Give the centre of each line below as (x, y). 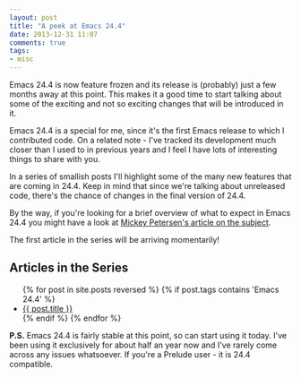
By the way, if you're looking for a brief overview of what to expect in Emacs (150, 213)
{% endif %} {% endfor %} (72, 318)
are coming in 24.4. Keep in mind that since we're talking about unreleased (147, 186)
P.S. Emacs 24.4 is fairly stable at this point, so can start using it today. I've (148, 335)
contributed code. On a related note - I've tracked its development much (143, 140)
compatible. (31, 364)
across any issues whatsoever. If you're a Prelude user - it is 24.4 (130, 354)
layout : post (34, 17)
